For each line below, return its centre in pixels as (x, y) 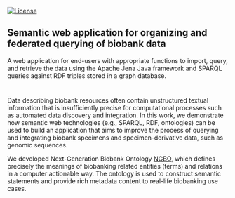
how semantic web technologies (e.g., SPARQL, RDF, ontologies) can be (111, 123)
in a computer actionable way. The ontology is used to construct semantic (114, 173)
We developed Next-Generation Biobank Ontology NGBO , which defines (112, 159)
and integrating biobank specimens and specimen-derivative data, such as (115, 138)
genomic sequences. (38, 145)
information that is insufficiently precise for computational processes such (115, 108)
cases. (17, 189)
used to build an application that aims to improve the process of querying (113, 130)
